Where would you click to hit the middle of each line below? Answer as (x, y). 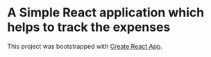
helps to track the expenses (89, 27)
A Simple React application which (106, 13)
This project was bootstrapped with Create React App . (85, 46)
